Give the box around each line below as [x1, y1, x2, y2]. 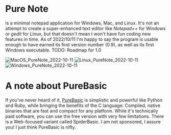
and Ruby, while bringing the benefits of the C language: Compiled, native [5, 102, 161, 109]
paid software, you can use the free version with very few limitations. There [5, 113, 164, 119]
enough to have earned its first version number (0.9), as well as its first [5, 41, 154, 47]
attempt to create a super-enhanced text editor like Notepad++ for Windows [5, 25, 166, 31]
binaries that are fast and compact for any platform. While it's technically [5, 107, 158, 114]
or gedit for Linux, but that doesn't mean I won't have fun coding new [5, 31, 151, 37]
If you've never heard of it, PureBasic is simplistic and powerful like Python [5, 97, 162, 103]
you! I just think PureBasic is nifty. [5, 124, 77, 130]
